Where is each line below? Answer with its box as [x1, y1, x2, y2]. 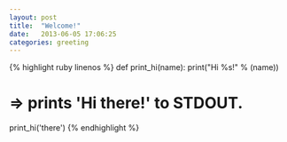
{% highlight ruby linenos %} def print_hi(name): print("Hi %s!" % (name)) [9, 62, 279, 73]
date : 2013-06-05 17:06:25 [9, 29, 117, 38]
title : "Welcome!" [9, 21, 81, 30]
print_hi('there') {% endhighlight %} [9, 122, 140, 133]
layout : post [9, 12, 58, 22]
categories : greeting [9, 37, 89, 47]
